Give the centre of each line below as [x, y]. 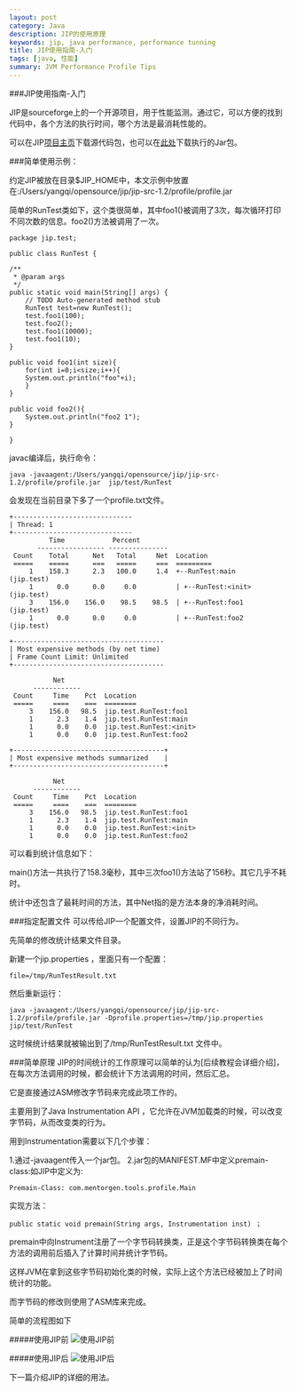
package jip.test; [43, 238]
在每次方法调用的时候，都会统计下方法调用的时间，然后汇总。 [122, 1073]
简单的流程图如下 [40, 1320]
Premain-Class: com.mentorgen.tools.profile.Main [103, 1187]
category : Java [37, 26]
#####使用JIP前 [39, 1339]
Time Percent [94, 540]
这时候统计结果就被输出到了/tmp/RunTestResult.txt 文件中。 [118, 1043]
